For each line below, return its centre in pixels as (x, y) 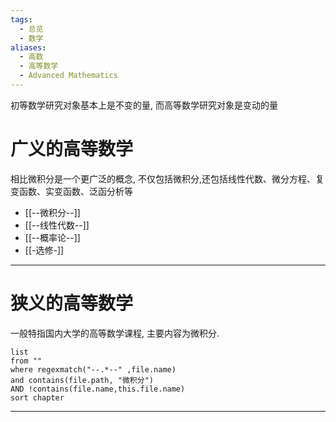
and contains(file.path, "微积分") (82, 380)
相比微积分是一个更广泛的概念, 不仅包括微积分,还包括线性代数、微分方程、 (163, 178)
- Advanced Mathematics (68, 76)
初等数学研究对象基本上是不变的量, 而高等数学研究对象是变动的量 (144, 105)
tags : (21, 19)
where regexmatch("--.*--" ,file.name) (93, 369)
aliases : (28, 47)
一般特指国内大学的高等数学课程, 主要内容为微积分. (115, 333)
